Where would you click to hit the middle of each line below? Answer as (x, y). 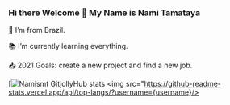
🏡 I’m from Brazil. (37, 30)
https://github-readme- (183, 84)
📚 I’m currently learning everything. (68, 46)
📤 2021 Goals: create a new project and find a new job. (100, 65)
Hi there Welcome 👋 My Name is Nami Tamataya (104, 13)
